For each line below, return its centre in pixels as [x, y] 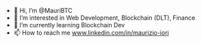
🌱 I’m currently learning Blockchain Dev [69, 25]
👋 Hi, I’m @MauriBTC [43, 11]
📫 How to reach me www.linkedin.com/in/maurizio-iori [91, 33]
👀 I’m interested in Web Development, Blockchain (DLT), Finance [104, 18]
